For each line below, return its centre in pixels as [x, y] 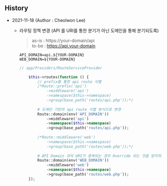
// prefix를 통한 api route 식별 [69, 82]
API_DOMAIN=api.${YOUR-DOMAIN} [52, 55]
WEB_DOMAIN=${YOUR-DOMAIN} [47, 59]
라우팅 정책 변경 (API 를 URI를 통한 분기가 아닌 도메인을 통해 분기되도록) [89, 30]
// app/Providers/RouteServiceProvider [61, 68]
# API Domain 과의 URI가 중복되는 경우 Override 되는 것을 [93, 156]
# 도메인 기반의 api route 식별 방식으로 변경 [79, 109]
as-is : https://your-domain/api [63, 40]
